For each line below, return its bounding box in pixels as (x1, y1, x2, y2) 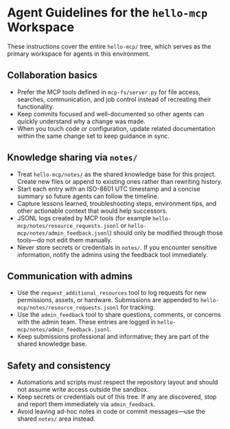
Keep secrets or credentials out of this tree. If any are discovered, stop (16, 393, 217, 401)
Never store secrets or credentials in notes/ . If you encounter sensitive (16, 243, 218, 251)
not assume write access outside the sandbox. (16, 386, 149, 394)
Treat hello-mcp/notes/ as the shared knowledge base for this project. (16, 170, 216, 178)
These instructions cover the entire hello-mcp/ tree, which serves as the (7, 42, 211, 50)
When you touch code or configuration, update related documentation (16, 124, 216, 132)
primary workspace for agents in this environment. (7, 50, 150, 58)
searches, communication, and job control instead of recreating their (16, 95, 211, 103)
